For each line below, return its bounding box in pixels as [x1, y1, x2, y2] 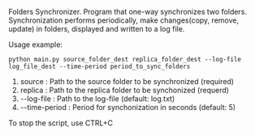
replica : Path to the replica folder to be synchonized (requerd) [19, 85, 230, 95]
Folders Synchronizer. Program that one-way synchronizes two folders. [8, 7, 248, 16]
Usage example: [8, 40, 63, 49]
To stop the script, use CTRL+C [8, 118, 114, 128]
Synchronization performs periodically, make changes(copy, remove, [8, 15, 240, 25]
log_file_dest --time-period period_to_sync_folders [8, 62, 191, 70]
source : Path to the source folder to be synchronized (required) [19, 77, 234, 86]
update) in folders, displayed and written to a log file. [8, 24, 185, 33]
